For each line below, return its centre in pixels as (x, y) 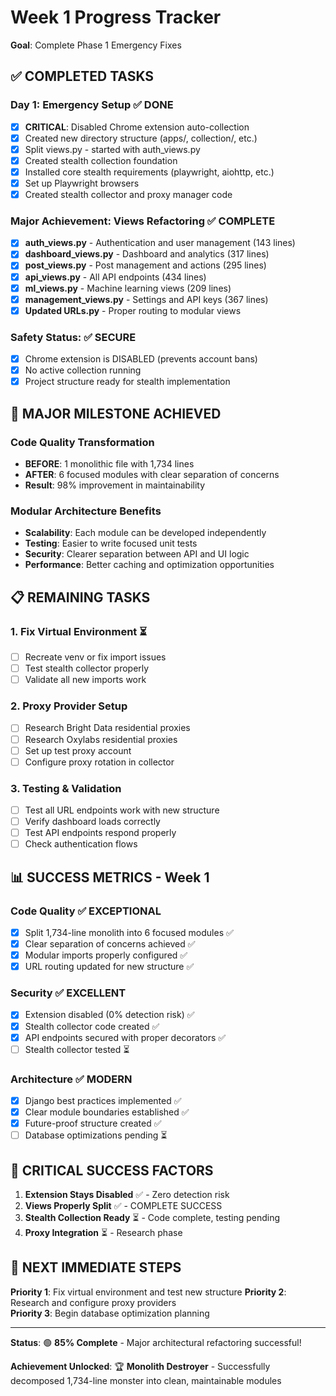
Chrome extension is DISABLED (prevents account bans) (141, 359)
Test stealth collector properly (87, 668)
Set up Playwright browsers (82, 183)
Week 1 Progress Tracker (116, 17)
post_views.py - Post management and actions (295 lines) (145, 265)
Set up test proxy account (78, 750)
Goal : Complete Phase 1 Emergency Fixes (96, 45)
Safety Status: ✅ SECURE (73, 337)
